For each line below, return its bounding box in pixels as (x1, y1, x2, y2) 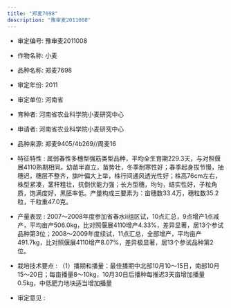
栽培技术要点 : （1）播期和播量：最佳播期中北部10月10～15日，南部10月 (17, 261, 220, 270)
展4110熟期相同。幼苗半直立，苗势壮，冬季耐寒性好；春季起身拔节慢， (17, 163, 218, 171)
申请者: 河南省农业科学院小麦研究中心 (17, 125, 124, 133)
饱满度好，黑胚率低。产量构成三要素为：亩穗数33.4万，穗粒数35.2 (29, 188, 219, 197)
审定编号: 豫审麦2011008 (17, 36, 88, 45)
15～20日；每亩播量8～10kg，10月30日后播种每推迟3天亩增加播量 (17, 270, 205, 278)
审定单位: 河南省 (17, 95, 64, 104)
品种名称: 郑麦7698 (17, 66, 73, 74)
